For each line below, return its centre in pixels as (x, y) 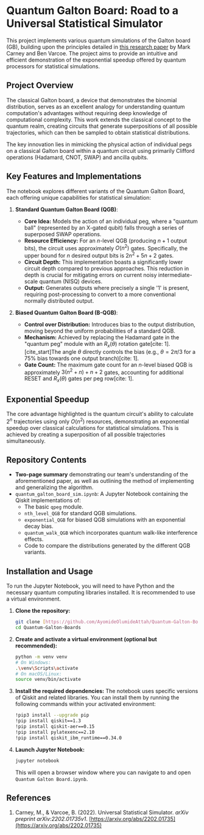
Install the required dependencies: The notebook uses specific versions (107, 691)
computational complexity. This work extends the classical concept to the (99, 119)
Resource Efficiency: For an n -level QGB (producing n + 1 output (106, 241)
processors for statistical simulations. (53, 66)
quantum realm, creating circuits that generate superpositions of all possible (102, 126)
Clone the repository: (43, 611)
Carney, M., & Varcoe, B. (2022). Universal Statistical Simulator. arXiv (102, 812)
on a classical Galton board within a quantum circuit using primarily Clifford (100, 150)
